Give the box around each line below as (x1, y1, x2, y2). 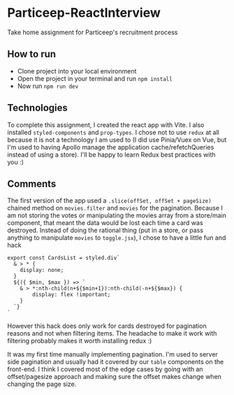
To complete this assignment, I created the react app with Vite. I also (7, 120, 205, 129)
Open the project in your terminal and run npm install (17, 74, 173, 82)
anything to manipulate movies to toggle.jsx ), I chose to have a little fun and (7, 234, 226, 242)
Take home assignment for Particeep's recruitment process (7, 28, 178, 36)
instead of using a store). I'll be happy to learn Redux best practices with (7, 150, 216, 159)
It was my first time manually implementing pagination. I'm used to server (7, 350, 219, 359)
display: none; (20, 267, 64, 274)
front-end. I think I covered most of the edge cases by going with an (7, 365, 204, 373)
